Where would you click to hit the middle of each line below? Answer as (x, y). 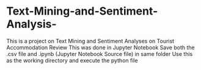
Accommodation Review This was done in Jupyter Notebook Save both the (100, 47)
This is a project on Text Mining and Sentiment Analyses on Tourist (90, 41)
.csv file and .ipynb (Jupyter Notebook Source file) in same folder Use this (100, 54)
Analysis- (31, 24)
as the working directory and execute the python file (72, 60)
